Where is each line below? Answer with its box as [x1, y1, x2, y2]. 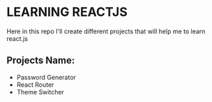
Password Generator [16, 73, 76, 81]
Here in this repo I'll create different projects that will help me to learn [6, 27, 206, 35]
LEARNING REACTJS [6, 4, 128, 20]
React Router [16, 80, 54, 89]
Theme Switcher [16, 87, 64, 96]
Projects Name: [6, 55, 75, 67]
